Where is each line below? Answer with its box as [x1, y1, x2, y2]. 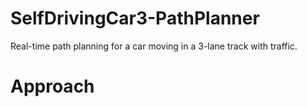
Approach [10, 75, 95, 98]
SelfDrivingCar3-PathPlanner [10, 7, 260, 30]
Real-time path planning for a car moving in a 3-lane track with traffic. [10, 40, 298, 52]
